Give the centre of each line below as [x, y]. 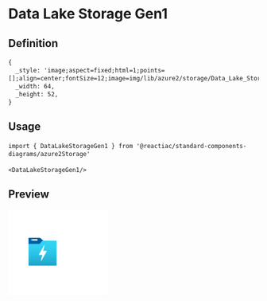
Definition [33, 43]
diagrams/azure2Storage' [49, 154]
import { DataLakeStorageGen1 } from [71, 146]
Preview [29, 195]
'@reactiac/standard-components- [192, 146]
